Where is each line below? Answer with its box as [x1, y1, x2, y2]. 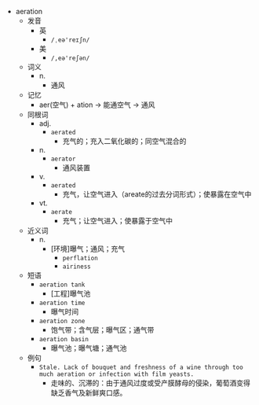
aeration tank [38, 281, 86, 289]
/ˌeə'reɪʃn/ [50, 36, 90, 44]
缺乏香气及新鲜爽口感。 [50, 388, 127, 397]
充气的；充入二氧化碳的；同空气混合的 [62, 137, 187, 145]
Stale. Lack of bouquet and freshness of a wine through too [38, 363, 243, 371]
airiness [62, 263, 92, 271]
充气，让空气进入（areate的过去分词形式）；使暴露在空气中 [62, 190, 252, 199]
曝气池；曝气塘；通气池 [50, 344, 127, 352]
